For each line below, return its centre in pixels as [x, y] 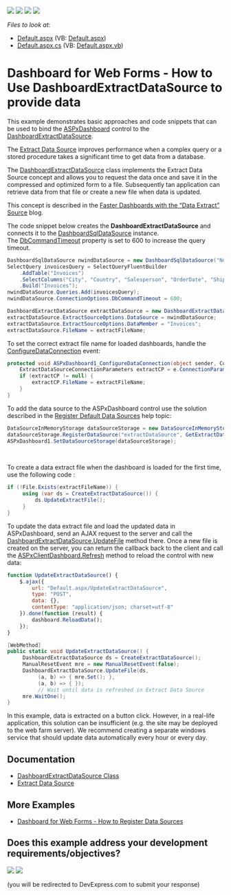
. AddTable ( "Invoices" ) [52, 273]
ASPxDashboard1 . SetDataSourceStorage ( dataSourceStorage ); [92, 441]
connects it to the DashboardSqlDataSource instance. [83, 233]
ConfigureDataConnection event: [54, 351]
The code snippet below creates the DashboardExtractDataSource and [109, 225]
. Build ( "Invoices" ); [49, 286]
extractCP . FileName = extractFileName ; [89, 383]
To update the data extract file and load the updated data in [91, 526]
